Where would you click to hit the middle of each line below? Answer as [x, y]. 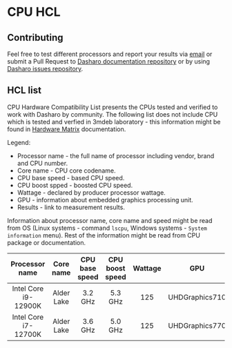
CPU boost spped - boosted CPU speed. [75, 185]
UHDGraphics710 [197, 297]
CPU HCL [34, 12]
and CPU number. [42, 163]
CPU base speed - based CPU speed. [71, 177]
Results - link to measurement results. [71, 207]
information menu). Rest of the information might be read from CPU [104, 235]
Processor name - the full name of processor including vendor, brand [116, 155]
